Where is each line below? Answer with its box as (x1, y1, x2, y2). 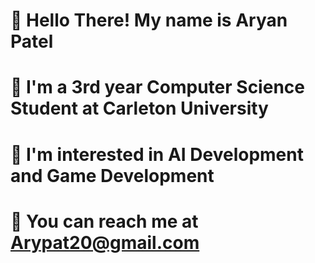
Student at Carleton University (10, 97, 269, 120)
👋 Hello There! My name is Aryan (10, 9, 288, 32)
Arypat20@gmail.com (10, 231, 200, 254)
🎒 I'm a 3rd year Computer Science (10, 76, 305, 99)
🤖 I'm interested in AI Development (10, 143, 304, 166)
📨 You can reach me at (10, 210, 199, 233)
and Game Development (10, 164, 215, 187)
